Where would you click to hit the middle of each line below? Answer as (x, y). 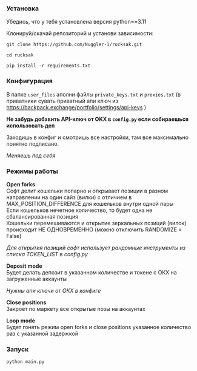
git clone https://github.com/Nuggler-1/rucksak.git (74, 45)
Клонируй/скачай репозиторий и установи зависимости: (80, 33)
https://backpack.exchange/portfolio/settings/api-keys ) (76, 107)
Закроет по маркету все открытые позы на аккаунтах (76, 308)
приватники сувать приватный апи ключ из (62, 101)
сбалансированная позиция (42, 216)
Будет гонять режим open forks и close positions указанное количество (99, 327)
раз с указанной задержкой (42, 333)
